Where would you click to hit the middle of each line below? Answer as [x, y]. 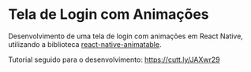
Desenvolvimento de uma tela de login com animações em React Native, [126, 36]
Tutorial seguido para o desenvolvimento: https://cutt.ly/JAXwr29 [114, 59]
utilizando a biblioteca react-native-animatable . [85, 44]
